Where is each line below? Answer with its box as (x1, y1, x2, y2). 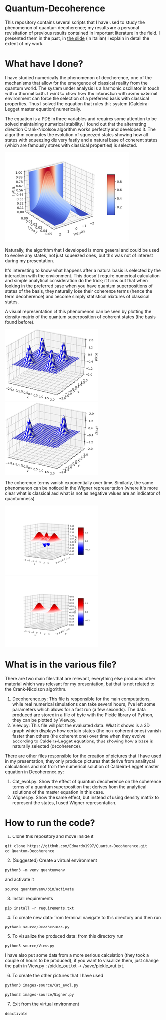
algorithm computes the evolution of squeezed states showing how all (5, 131, 148, 137)
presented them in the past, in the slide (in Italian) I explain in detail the (5, 35, 150, 41)
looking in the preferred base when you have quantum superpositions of (5, 283, 153, 289)
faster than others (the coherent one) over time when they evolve (12, 733, 146, 739)
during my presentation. (5, 257, 55, 264)
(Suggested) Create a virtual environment (12, 857, 98, 863)
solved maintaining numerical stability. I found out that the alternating (5, 121, 147, 127)
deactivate (5, 1011, 28, 1016)
